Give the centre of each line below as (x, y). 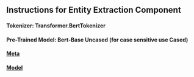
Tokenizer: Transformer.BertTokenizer (56, 25)
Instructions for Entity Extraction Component (94, 10)
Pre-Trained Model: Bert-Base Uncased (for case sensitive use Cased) (97, 40)
